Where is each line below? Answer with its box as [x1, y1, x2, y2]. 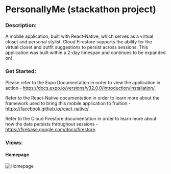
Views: [5, 139, 23, 146]
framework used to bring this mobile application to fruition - [5, 100, 131, 106]
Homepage [5, 152, 30, 158]
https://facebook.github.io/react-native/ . [5, 106, 90, 112]
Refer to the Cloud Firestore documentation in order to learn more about [5, 115, 157, 121]
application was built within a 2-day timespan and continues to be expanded [5, 49, 166, 56]
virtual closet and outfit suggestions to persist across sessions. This [5, 44, 148, 51]
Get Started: [5, 68, 37, 75]
